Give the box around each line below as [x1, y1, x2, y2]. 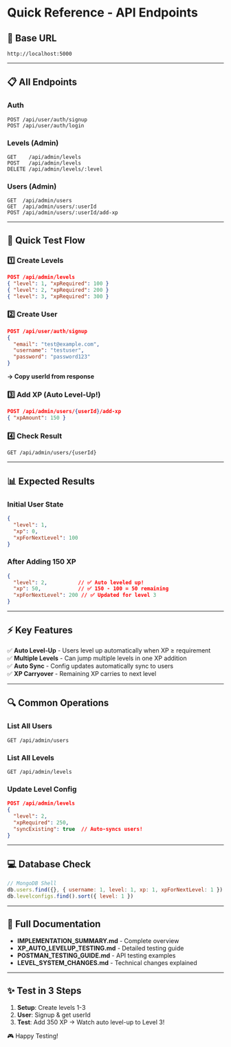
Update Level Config [7, 784, 77, 794]
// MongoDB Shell [7, 880, 57, 887]
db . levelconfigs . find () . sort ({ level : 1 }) [7, 893, 134, 900]
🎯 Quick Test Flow [7, 234, 86, 246]
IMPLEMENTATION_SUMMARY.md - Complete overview [16, 936, 179, 944]
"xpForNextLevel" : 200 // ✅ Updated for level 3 [13, 592, 157, 599]
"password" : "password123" [13, 353, 91, 361]
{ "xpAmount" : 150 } [7, 414, 67, 421]
